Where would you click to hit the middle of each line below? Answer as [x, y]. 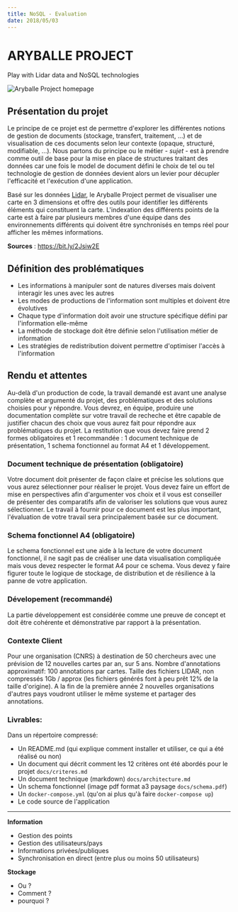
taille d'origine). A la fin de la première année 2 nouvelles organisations [111, 686]
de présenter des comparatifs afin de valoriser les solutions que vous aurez [118, 502]
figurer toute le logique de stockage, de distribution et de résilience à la [112, 573]
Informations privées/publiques [63, 851]
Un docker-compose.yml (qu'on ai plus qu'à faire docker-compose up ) [115, 794]
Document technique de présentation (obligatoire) [96, 464]
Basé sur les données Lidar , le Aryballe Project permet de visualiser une [112, 195]
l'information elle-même [52, 323]
